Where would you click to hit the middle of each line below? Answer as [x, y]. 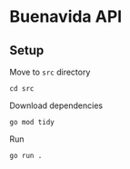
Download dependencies [56, 105]
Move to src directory [50, 72]
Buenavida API [66, 17]
